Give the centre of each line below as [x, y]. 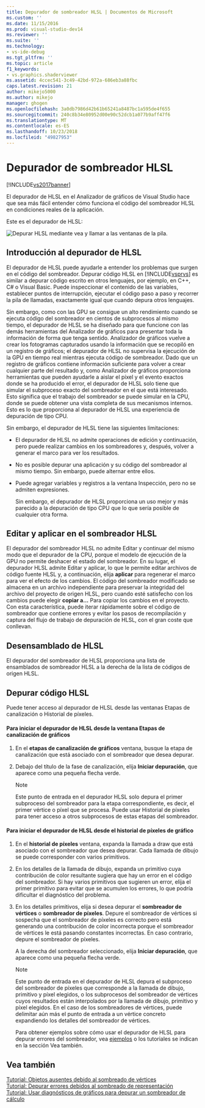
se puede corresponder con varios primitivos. [72, 857]
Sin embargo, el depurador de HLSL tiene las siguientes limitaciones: [93, 428]
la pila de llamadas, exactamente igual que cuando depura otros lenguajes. [100, 300]
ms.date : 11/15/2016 [33, 23]
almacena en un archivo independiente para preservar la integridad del [95, 587]
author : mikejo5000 [31, 92]
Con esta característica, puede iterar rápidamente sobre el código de [93, 607]
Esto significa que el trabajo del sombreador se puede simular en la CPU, [98, 397]
